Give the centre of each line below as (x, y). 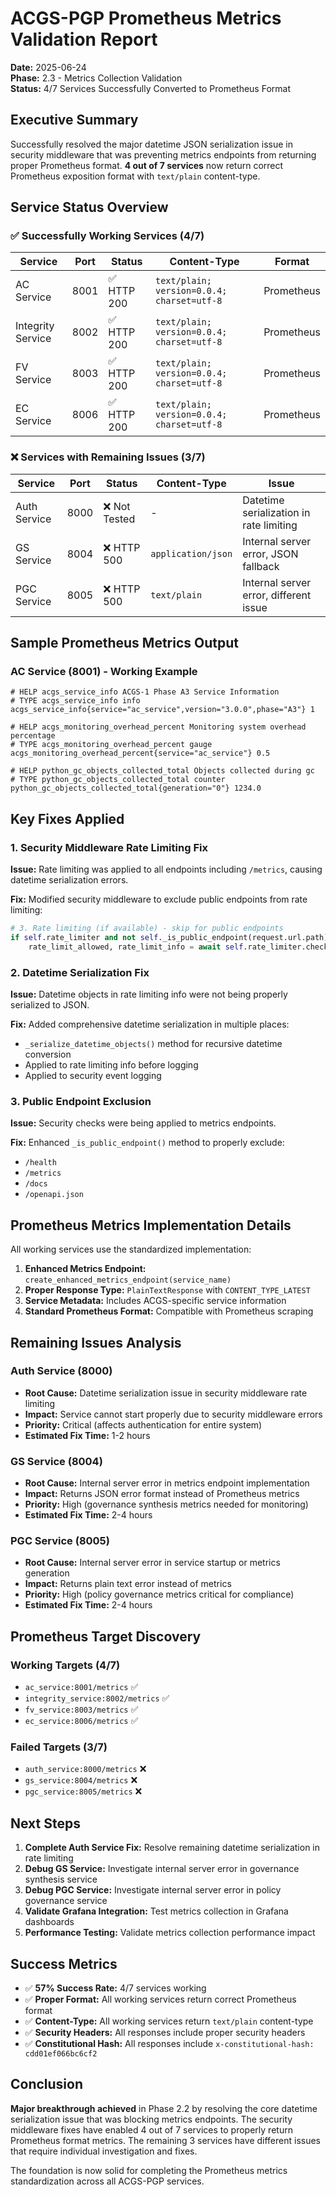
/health (40, 1163)
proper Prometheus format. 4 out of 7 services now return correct (147, 165)
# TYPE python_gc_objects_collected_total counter (118, 780)
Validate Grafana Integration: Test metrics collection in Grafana (156, 1911)
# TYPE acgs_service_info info (75, 701)
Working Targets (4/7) (65, 1665)
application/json (191, 553)
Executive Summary (74, 120)
